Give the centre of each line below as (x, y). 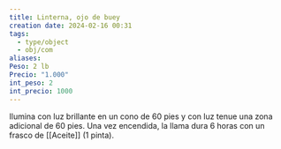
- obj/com (35, 50)
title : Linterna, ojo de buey (65, 17)
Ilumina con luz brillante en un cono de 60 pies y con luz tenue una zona (141, 116)
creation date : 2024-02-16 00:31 (71, 26)
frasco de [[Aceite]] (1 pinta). (62, 135)
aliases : (25, 58)
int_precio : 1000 (41, 91)
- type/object (43, 42)
